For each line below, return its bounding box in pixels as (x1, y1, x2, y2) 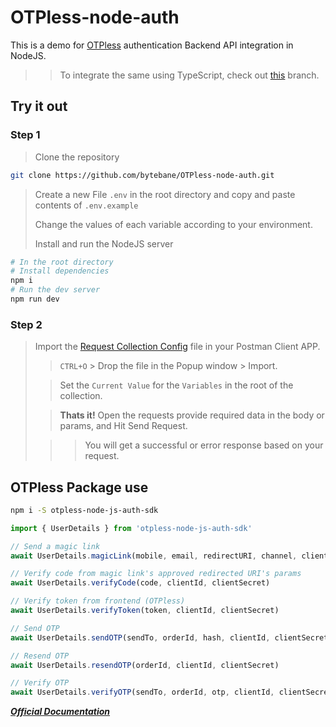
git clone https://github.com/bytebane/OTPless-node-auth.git (10, 170, 275, 180)
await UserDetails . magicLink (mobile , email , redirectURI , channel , (10, 551, 298, 561)
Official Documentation (10, 706, 111, 718)
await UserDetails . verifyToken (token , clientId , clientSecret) (10, 606, 280, 616)
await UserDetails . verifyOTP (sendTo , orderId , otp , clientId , (10, 687, 275, 698)
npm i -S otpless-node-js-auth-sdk (10, 505, 159, 515)
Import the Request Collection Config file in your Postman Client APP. (34, 341, 321, 353)
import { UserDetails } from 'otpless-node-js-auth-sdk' (10, 523, 253, 533)
